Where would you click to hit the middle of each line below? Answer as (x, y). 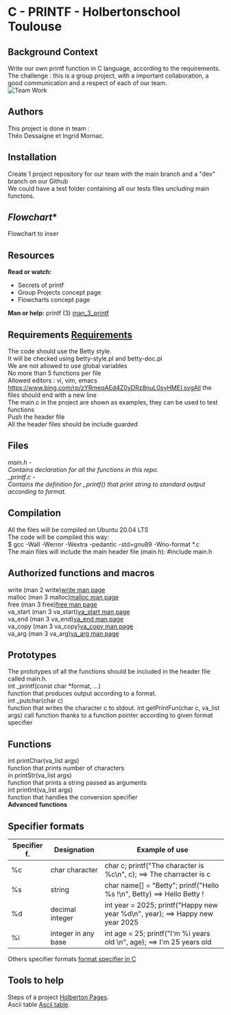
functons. (21, 196)
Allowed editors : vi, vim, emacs (53, 380)
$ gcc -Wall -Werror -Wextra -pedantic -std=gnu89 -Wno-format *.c (104, 544)
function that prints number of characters (66, 768)
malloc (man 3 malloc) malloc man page (63, 597)
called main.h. (27, 679)
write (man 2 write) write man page (57, 590)
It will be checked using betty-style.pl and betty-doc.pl (85, 358)
